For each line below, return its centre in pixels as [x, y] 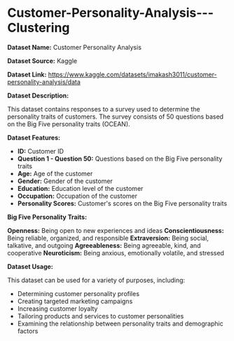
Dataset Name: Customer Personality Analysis [75, 47]
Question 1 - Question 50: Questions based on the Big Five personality [120, 159]
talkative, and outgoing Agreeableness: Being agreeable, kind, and [104, 245]
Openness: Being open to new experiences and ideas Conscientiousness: [116, 230]
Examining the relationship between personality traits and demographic [120, 323]
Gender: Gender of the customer [65, 181]
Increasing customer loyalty [57, 308]
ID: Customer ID [41, 151]
